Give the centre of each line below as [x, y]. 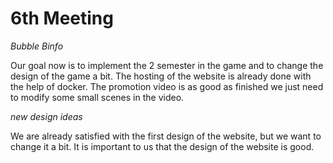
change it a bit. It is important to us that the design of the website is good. [162, 146]
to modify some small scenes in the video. [97, 97]
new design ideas [46, 116]
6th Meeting [62, 18]
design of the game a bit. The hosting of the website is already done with [161, 76]
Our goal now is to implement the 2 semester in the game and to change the [167, 65]
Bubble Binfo [37, 46]
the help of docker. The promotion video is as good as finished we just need [167, 86]
